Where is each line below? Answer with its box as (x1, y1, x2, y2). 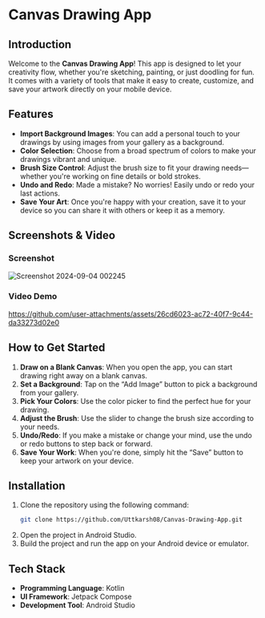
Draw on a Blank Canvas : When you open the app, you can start (19, 362, 233, 372)
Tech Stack (8, 562, 66, 576)
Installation (8, 479, 66, 492)
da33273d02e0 (8, 317, 60, 327)
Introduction (8, 38, 72, 51)
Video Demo (8, 291, 58, 302)
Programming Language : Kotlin (19, 584, 126, 593)
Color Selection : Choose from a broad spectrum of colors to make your (19, 146, 256, 156)
